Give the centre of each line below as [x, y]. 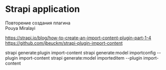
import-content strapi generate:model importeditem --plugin [81, 58]
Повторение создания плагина [38, 23]
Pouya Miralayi [20, 28]
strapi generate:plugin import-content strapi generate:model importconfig [81, 53]
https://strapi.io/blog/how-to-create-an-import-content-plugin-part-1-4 [78, 38]
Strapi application [42, 9]
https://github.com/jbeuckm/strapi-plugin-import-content [64, 43]
